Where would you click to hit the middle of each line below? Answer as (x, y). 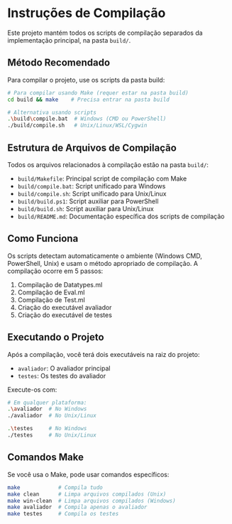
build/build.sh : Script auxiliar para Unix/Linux (85, 208)
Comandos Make (45, 458)
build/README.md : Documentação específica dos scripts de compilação (121, 216)
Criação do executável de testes (65, 315)
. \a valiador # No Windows (47, 409)
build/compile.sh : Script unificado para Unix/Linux (92, 193)
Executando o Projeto (56, 337)
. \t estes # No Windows (47, 429)
